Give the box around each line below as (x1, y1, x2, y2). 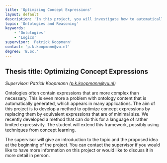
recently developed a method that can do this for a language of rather (5, 116, 148, 122)
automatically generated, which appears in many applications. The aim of (5, 100, 156, 107)
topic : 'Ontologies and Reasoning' (5, 21, 79, 26)
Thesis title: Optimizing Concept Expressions (5, 67, 148, 76)
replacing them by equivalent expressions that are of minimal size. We (5, 111, 149, 117)
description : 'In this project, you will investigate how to (5, 16, 135, 21)
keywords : (5, 26, 26, 31)
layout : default (5, 12, 39, 17)
